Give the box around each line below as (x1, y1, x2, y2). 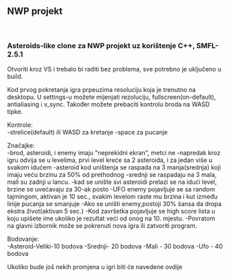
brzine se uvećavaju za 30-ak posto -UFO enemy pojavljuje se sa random (7, 185, 216, 194)
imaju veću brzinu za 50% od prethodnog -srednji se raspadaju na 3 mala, (7, 171, 217, 179)
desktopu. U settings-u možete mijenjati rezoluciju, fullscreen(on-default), (7, 93, 216, 102)
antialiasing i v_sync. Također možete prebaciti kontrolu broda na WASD (7, 100, 210, 108)
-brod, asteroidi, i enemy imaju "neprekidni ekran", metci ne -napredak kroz (7, 149, 221, 157)
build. (7, 72, 23, 81)
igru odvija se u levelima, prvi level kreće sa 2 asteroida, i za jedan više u (7, 156, 213, 164)
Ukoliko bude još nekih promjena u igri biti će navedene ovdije (7, 263, 183, 271)
